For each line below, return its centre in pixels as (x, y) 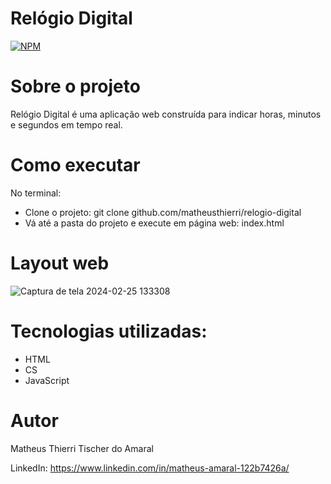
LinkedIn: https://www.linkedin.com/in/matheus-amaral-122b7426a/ (150, 468)
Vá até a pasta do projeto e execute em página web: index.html (154, 223)
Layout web (60, 263)
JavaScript (47, 380)
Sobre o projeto (75, 86)
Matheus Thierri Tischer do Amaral (82, 448)
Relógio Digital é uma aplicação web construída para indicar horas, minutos (166, 114)
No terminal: (36, 193)
